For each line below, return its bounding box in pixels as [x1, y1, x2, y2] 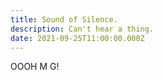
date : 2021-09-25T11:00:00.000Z [10, 33, 145, 43]
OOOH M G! [10, 61, 60, 73]
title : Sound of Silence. [10, 14, 118, 25]
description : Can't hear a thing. [10, 24, 155, 34]
